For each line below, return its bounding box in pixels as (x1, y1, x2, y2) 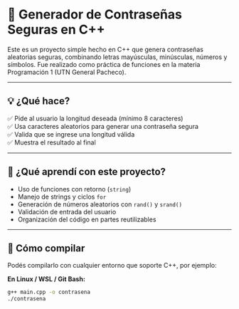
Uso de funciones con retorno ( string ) (17, 184, 132, 193)
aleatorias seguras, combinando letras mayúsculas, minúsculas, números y (7, 53, 228, 61)
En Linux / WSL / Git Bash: (7, 275, 85, 283)
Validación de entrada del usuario (17, 207, 117, 216)
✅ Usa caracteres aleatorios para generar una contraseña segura (7, 122, 199, 130)
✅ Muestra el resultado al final (7, 138, 96, 147)
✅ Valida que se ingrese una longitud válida (7, 130, 135, 138)
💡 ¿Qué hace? (7, 95, 70, 108)
